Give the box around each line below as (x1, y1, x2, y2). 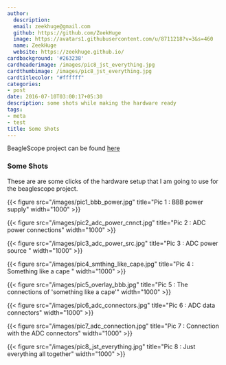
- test (7, 118, 26, 126)
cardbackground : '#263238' (7, 55, 84, 62)
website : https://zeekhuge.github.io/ (13, 49, 125, 56)
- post (7, 87, 26, 94)
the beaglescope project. (7, 184, 78, 193)
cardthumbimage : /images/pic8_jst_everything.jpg (7, 67, 152, 74)
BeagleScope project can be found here (7, 144, 120, 152)
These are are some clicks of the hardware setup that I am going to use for (7, 177, 218, 185)
